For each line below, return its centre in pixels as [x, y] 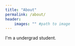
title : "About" [21, 10]
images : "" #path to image [42, 24]
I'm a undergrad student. [31, 38]
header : [13, 19]
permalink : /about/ [25, 14]
